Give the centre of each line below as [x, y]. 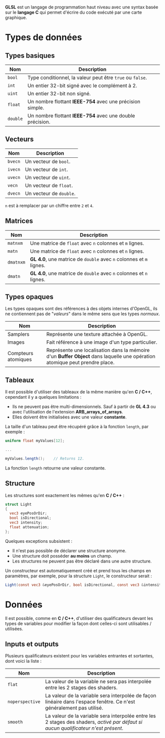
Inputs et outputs [32, 644]
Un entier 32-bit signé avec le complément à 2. [82, 86]
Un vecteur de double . [50, 193]
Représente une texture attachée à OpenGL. [97, 334]
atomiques [20, 359]
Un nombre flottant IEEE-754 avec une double [81, 116]
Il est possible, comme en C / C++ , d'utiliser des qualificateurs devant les [79, 618]
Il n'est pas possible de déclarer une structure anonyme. [69, 551]
